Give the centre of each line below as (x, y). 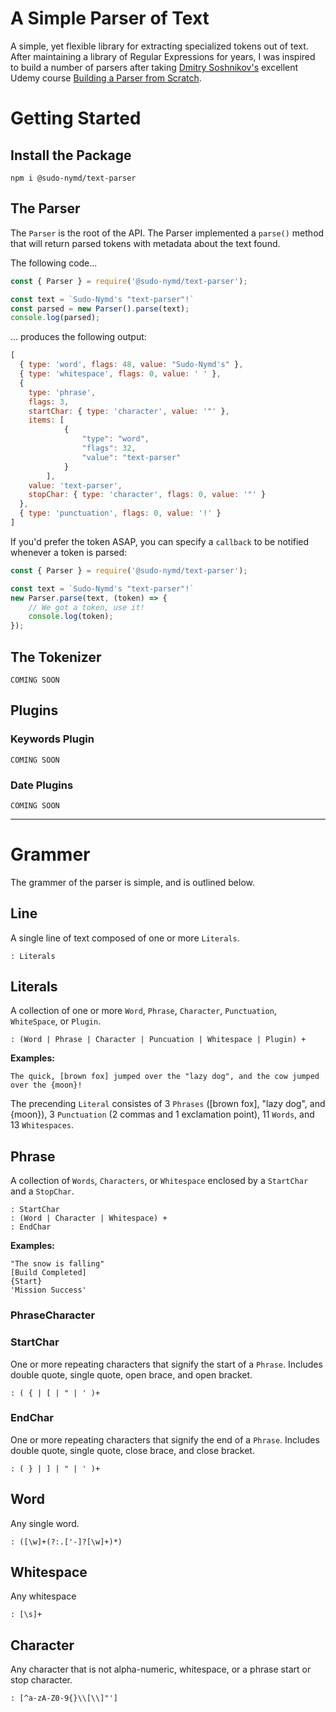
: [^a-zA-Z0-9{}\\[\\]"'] (64, 1698)
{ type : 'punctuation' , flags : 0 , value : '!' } (120, 513)
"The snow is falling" (57, 1264)
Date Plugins (42, 785)
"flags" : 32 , (109, 448)
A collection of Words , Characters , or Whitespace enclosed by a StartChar (159, 1181)
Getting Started (76, 118)
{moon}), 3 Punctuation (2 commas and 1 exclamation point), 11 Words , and (162, 1114)
